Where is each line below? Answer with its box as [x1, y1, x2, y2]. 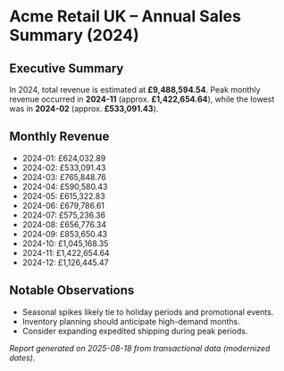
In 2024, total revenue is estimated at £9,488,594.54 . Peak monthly [9, 85, 261, 95]
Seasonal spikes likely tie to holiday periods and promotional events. [21, 306, 274, 317]
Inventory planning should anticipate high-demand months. [21, 316, 241, 326]
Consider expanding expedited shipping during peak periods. [21, 326, 248, 336]
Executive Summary [9, 61, 124, 76]
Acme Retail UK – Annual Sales [9, 6, 241, 27]
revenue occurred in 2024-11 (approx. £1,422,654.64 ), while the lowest [9, 94, 275, 104]
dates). [9, 352, 36, 363]
